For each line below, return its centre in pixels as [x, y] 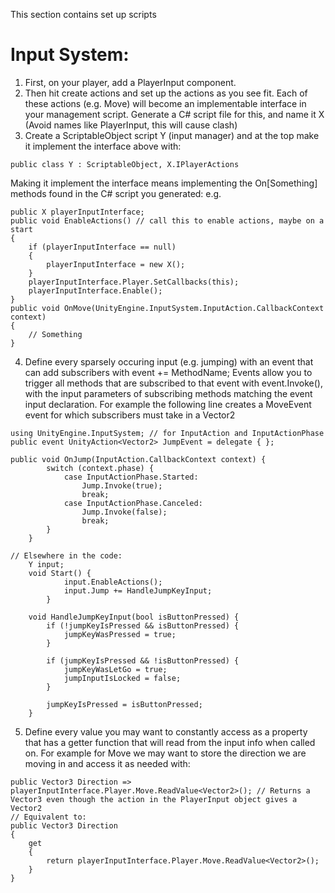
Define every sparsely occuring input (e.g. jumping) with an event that [169, 361]
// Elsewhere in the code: [66, 555]
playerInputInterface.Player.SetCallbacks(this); [134, 282]
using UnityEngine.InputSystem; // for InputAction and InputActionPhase [167, 433]
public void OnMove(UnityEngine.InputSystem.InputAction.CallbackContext [167, 308]
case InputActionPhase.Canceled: [133, 503]
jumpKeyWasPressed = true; [120, 634]
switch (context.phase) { [100, 468]
